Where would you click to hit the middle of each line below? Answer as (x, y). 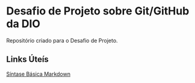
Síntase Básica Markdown (39, 74)
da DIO (23, 24)
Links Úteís (28, 59)
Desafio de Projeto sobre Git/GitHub (98, 11)
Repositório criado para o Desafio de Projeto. (62, 40)
